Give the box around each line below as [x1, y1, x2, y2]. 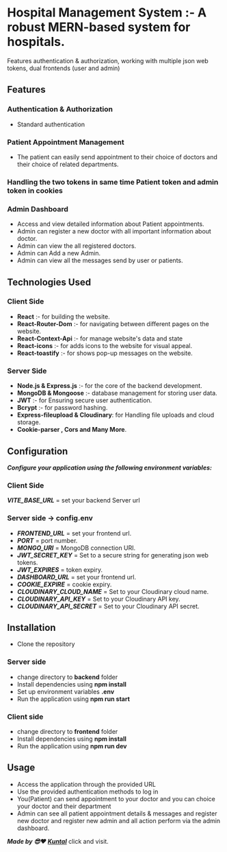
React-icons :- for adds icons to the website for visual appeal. [16, 341, 193, 349]
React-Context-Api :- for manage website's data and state [16, 334, 183, 343]
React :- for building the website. [16, 312, 111, 321]
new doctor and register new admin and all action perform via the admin [16, 816, 221, 825]
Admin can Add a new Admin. [16, 249, 101, 257]
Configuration [7, 445, 68, 457]
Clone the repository [16, 640, 75, 648]
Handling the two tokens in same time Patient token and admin [7, 177, 219, 187]
